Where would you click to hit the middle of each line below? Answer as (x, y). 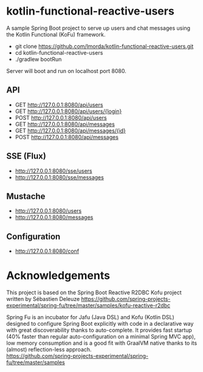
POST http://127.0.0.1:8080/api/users (61, 117)
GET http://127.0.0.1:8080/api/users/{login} (68, 111)
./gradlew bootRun (38, 59)
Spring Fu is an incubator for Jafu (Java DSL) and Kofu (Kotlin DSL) (90, 317)
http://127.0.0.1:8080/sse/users (53, 171)
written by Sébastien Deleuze (43, 299)
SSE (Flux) (26, 156)
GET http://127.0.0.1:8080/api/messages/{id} (71, 130)
